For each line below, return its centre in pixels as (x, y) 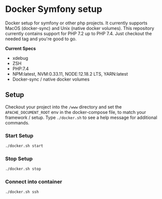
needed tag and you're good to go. (41, 39)
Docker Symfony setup (54, 9)
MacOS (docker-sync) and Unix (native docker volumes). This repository (80, 28)
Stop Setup (19, 159)
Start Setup (19, 135)
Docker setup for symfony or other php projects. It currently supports (77, 23)
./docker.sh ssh (22, 192)
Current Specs (21, 48)
